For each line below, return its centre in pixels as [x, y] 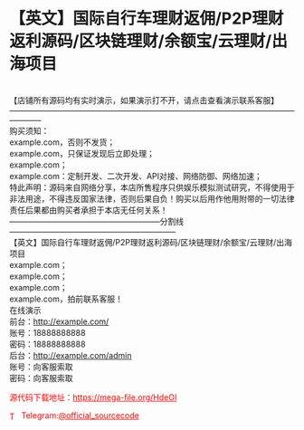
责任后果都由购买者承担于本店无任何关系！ [89, 210]
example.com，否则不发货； [62, 142]
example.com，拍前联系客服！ [66, 299]
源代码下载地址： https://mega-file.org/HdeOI [93, 397]
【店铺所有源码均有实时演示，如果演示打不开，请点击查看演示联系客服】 [144, 100]
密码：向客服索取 [41, 377]
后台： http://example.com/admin [71, 355]
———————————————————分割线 [96, 221]
